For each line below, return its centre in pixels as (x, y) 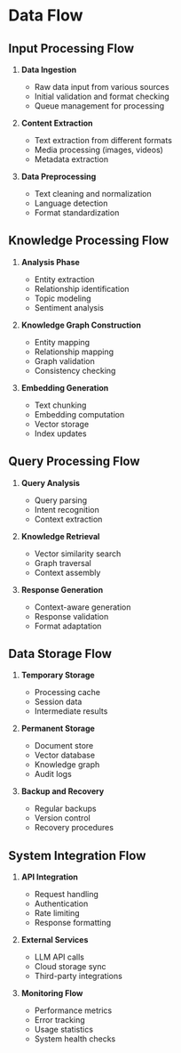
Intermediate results (71, 711)
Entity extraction (64, 279)
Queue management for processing (99, 106)
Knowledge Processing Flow (89, 241)
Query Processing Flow (74, 462)
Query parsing (61, 500)
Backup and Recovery (63, 791)
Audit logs (53, 774)
